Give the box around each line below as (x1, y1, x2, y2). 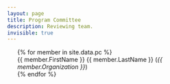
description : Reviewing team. (7, 23, 94, 30)
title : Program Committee (7, 17, 81, 23)
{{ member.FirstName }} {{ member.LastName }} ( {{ (16, 56, 163, 64)
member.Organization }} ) (16, 63, 88, 71)
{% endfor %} (16, 70, 57, 78)
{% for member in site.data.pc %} (16, 48, 112, 56)
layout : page (7, 10, 45, 17)
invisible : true (7, 29, 53, 36)
